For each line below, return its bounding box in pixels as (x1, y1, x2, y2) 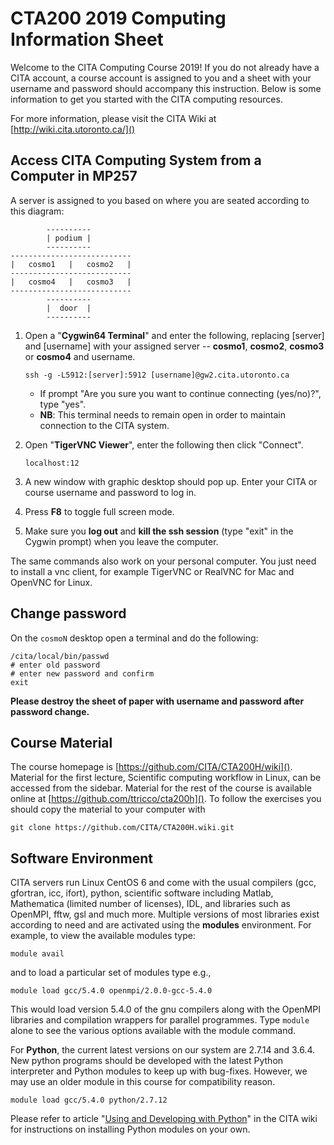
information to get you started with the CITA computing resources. (10, 93, 283, 105)
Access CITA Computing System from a (10, 152, 262, 169)
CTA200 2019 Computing (10, 7, 227, 30)
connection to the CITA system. (39, 419, 170, 431)
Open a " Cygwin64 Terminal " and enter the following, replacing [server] (24, 329, 325, 341)
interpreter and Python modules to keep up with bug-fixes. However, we (10, 1065, 308, 1077)
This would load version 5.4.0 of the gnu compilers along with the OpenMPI (10, 1003, 321, 1016)
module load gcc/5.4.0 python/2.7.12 (10, 1095, 168, 1106)
